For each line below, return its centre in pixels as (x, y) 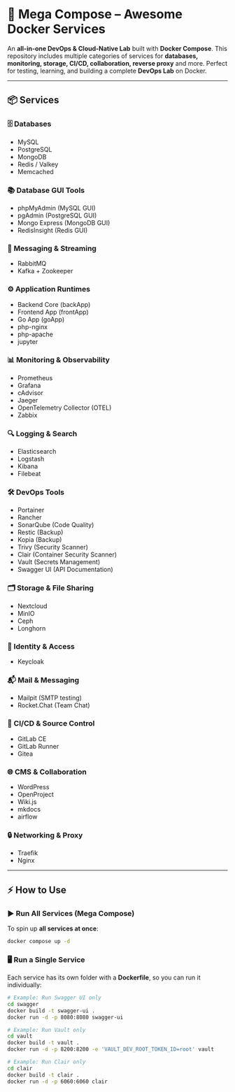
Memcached (35, 171)
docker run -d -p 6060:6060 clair (58, 1082)
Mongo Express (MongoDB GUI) (64, 222)
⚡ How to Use (37, 890)
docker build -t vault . (43, 1043)
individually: (24, 985)
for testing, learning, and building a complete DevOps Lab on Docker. (107, 71)
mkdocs (29, 809)
